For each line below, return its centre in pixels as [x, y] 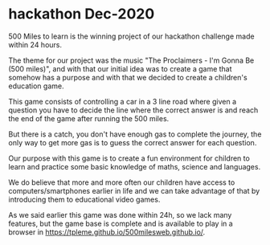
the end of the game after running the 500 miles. [89, 118]
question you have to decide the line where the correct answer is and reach [133, 110]
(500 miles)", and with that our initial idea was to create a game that [120, 68]
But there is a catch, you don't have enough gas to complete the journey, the [135, 134]
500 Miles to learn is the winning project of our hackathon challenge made [131, 36]
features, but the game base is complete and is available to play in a [121, 223]
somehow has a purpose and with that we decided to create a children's [128, 77]
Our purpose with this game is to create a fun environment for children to [129, 158]
